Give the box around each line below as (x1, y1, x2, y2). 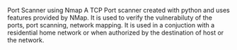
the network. (7, 36, 45, 44)
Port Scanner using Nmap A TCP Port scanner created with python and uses (7, 6, 230, 14)
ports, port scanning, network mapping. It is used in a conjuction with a (7, 21, 215, 29)
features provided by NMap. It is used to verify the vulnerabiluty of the (7, 13, 212, 22)
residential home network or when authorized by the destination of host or (7, 28, 224, 37)
